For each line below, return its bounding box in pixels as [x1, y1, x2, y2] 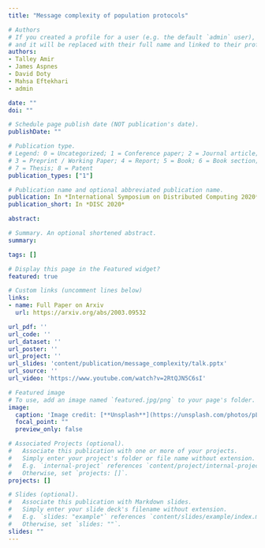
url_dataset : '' [8, 338, 62, 346]
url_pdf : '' [8, 323, 47, 331]
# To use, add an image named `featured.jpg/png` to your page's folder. [8, 396, 256, 404]
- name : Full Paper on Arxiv [8, 301, 104, 309]
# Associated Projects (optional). [8, 440, 125, 448]
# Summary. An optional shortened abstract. [8, 229, 157, 237]
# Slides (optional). [8, 491, 80, 499]
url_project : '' [8, 353, 62, 361]
